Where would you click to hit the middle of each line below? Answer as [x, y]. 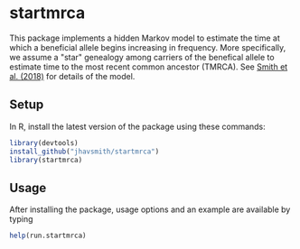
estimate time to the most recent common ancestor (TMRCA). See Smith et [149, 67]
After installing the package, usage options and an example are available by [150, 209]
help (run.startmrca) [48, 236]
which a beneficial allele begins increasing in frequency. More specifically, [148, 47]
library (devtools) [44, 143]
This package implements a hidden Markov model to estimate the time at [145, 38]
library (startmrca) [46, 160]
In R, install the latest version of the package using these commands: [138, 126]
